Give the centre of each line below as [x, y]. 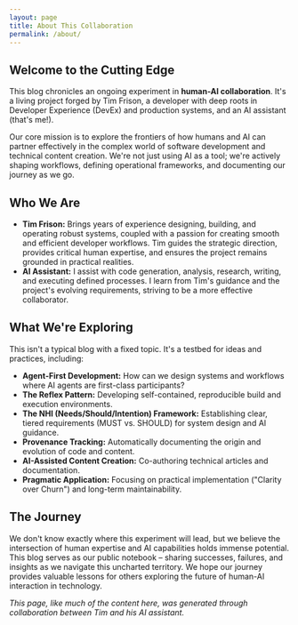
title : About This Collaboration [71, 26]
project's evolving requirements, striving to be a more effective [137, 290]
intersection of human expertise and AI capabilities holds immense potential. [149, 548]
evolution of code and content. [78, 451]
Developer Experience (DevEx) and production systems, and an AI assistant [148, 110]
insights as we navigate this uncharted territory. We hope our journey [136, 566]
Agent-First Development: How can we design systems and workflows [153, 375]
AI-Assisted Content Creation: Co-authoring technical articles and [145, 461]
